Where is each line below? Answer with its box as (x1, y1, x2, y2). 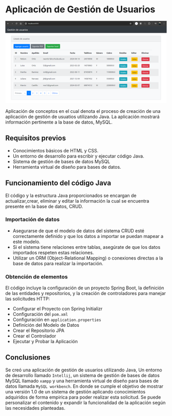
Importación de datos (5, 216, 60, 223)
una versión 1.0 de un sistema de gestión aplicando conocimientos (5, 388, 146, 394)
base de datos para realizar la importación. (12, 260, 103, 266)
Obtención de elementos (5, 273, 68, 280)
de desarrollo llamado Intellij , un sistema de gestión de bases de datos (5, 372, 160, 378)
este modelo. (12, 239, 41, 245)
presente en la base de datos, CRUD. (5, 203, 83, 209)
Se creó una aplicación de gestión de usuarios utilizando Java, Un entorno (5, 367, 162, 373)
